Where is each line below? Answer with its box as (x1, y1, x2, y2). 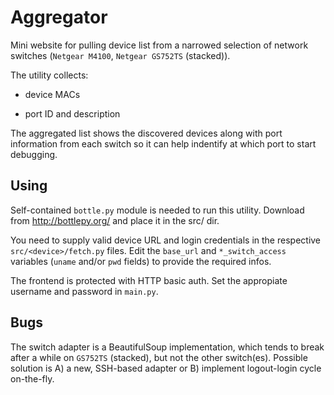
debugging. (10, 148, 58, 160)
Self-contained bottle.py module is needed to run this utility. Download (10, 204, 305, 216)
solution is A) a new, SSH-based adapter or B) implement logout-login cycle (10, 362, 322, 374)
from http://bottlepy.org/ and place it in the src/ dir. (10, 214, 220, 226)
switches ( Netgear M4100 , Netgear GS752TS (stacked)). (10, 49, 231, 61)
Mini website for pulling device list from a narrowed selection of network (10, 39, 309, 51)
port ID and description (24, 107, 121, 120)
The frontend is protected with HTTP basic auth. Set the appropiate (10, 274, 288, 286)
